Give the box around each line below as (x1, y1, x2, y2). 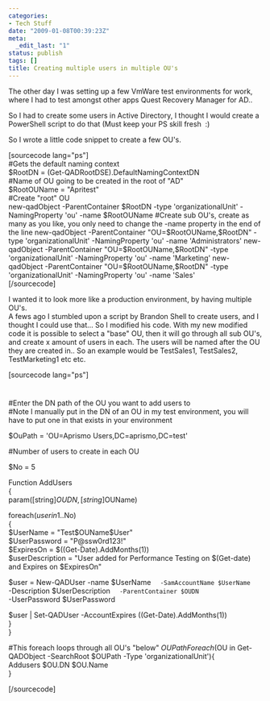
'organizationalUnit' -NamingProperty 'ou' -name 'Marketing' (8, 253, 211, 263)
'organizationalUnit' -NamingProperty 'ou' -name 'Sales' (8, 270, 196, 280)
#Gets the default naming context (8, 159, 120, 168)
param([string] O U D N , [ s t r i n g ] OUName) (8, 495, 138, 504)
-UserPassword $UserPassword (8, 594, 115, 604)
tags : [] (8, 57, 38, 65)
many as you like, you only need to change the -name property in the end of (8, 218, 261, 228)
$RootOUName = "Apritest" (8, 185, 99, 194)
